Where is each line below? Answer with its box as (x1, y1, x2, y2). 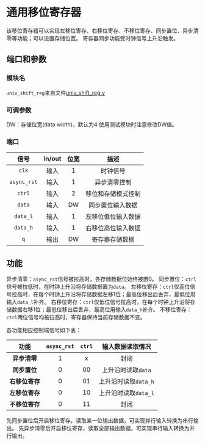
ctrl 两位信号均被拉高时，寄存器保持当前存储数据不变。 (6, 314, 146, 321)
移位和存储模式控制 (85, 190, 141, 198)
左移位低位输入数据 (85, 212, 141, 221)
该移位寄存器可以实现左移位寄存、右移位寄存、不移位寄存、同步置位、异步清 (6, 27, 199, 34)
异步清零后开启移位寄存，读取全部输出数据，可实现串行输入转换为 (23, 425, 190, 432)
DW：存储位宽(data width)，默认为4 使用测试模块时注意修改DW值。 (6, 120, 178, 128)
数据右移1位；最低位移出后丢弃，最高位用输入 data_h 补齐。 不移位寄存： (11, 306, 192, 313)
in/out (43, 154, 62, 163)
